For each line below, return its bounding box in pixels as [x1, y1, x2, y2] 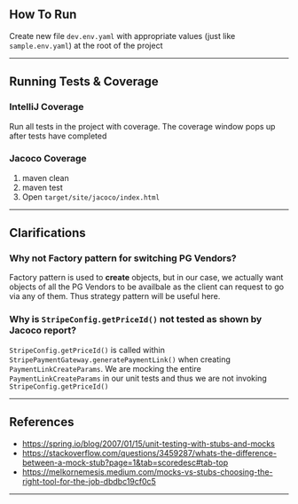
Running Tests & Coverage [9, 75, 160, 90]
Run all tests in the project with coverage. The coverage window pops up [9, 121, 276, 131]
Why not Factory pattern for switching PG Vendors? [9, 252, 237, 264]
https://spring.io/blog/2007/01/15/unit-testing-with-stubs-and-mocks [21, 438, 275, 449]
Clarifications [9, 225, 86, 240]
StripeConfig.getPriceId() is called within [9, 344, 166, 355]
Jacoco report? [9, 324, 77, 336]
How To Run [9, 7, 77, 22]
